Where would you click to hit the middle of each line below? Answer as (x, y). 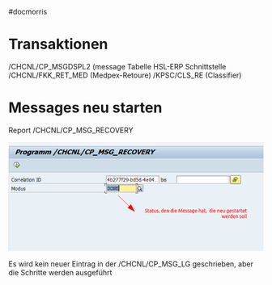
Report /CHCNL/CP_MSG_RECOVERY (71, 130)
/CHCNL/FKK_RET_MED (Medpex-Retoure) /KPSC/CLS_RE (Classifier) (125, 75)
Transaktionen (58, 44)
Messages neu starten (85, 108)
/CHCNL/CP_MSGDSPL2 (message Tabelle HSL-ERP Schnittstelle (117, 66)
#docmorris (28, 12)
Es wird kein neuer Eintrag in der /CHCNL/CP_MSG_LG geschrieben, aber (131, 264)
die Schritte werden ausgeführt (60, 273)
